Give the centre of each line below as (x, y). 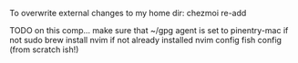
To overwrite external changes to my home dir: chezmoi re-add (128, 13)
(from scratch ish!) (44, 49)
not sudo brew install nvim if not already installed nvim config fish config (146, 40)
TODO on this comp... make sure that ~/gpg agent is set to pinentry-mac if (149, 30)
